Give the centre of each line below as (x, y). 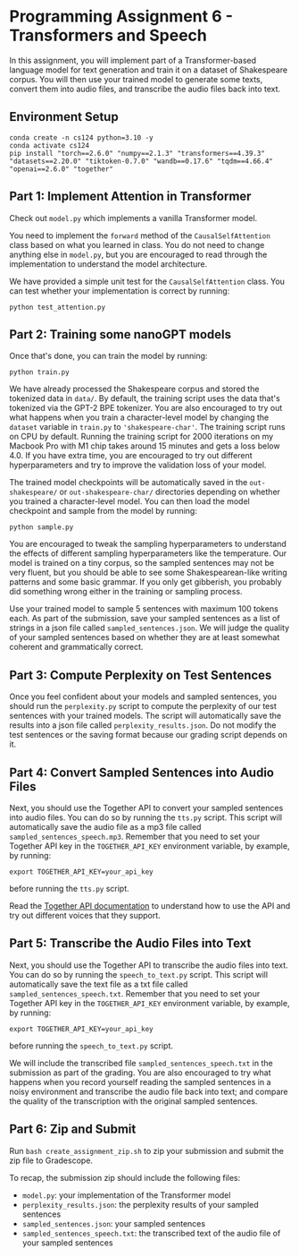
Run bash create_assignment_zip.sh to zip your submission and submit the (146, 1150)
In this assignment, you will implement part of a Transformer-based (133, 60)
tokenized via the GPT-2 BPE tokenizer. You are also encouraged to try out (146, 408)
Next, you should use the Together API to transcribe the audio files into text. (149, 965)
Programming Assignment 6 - (121, 17)
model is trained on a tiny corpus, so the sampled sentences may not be (142, 563)
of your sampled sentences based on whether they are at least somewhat (145, 637)
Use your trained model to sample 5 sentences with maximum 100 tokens (144, 609)
